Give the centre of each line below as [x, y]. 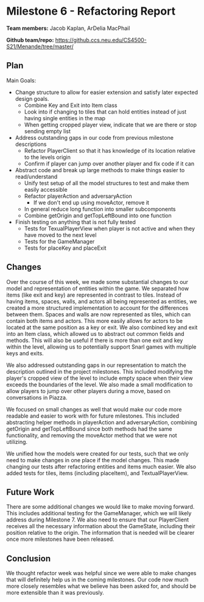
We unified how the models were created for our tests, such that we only [97, 454]
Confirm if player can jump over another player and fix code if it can [109, 164]
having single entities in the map [65, 118]
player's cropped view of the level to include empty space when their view [100, 378]
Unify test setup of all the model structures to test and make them [107, 183]
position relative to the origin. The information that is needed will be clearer [100, 533]
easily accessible [46, 189]
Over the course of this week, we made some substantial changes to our [97, 281]
